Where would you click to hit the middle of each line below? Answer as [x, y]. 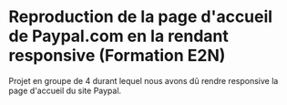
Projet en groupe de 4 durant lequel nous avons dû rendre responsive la [143, 80]
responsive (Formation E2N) [117, 56]
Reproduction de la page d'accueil [141, 17]
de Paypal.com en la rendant [118, 36]
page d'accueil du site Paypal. [65, 90]
